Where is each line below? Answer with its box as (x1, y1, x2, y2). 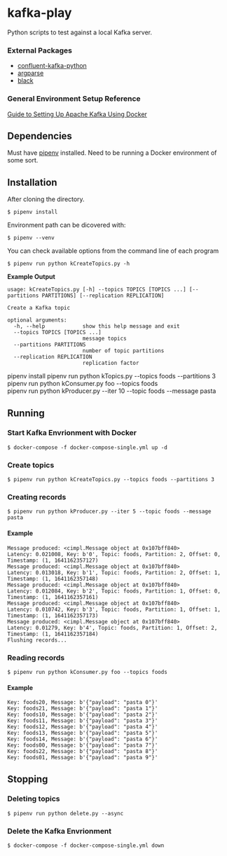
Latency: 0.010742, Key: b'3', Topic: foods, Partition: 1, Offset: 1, (7, 606, 221, 613)
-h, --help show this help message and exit (13, 323, 180, 330)
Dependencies (7, 130, 72, 141)
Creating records (7, 492, 67, 502)
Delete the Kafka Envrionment (7, 826, 112, 836)
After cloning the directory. (7, 195, 85, 204)
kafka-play (7, 5, 72, 21)
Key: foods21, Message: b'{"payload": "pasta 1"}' (7, 705, 158, 712)
